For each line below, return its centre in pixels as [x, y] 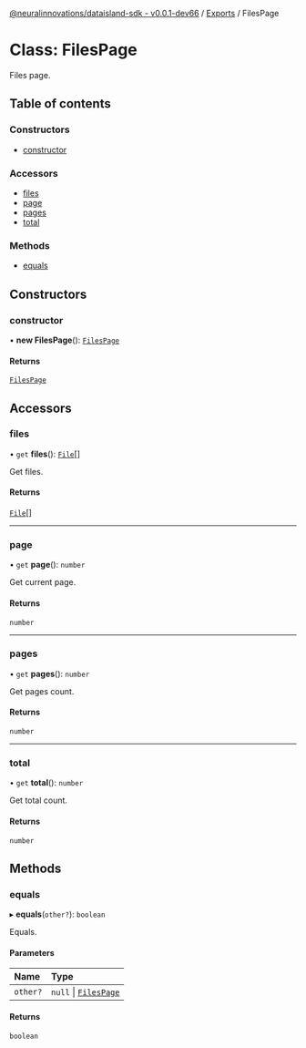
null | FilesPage [86, 992]
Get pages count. [42, 691]
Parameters [32, 952]
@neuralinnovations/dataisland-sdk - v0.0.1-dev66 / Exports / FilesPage [144, 13]
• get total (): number [46, 783]
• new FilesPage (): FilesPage [65, 340]
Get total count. [39, 800]
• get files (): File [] [45, 454]
